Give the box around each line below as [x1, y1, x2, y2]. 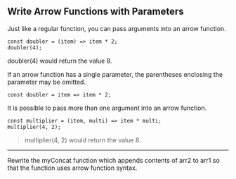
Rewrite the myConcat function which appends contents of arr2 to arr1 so [7, 156, 220, 164]
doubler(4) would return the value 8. [7, 56, 112, 65]
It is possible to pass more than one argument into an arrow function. [7, 104, 207, 112]
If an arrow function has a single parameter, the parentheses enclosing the [7, 70, 223, 78]
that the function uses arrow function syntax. [7, 163, 138, 172]
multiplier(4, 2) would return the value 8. [24, 135, 142, 144]
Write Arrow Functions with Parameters [7, 6, 184, 18]
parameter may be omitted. [7, 78, 86, 86]
